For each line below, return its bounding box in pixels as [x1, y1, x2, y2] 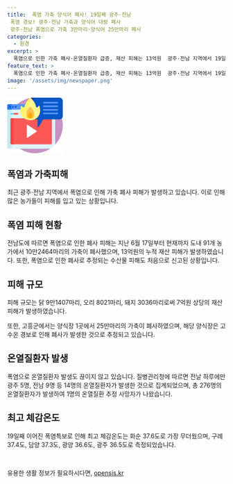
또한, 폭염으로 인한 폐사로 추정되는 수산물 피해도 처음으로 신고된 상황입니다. [16, 256, 220, 265]
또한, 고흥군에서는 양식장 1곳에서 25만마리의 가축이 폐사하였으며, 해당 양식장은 [7, 322, 219, 330]
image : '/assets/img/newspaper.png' [7, 77, 113, 84]
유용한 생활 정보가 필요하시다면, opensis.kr [7, 469, 124, 477]
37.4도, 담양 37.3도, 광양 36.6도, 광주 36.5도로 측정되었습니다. [7, 440, 176, 449]
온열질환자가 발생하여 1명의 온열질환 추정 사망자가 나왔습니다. [7, 390, 173, 398]
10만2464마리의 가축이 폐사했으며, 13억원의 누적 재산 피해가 [25, 247, 189, 256]
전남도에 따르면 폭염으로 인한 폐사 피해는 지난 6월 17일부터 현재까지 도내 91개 [7, 239, 216, 247]
